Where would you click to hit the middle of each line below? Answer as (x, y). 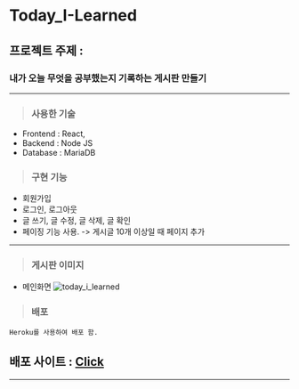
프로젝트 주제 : (46, 50)
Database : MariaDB (59, 153)
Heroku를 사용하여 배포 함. (54, 333)
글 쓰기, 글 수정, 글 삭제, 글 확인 (77, 221)
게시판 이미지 (57, 265)
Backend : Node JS (57, 143)
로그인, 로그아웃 (49, 209)
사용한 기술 (53, 114)
